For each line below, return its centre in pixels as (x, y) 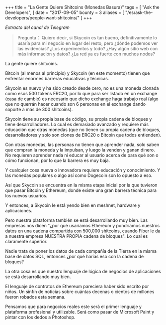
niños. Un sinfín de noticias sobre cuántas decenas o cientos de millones (80, 292)
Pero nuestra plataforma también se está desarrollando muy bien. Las (77, 220)
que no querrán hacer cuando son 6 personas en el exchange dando (75, 104)
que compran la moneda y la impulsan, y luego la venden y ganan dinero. (80, 150)
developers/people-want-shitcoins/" (42, 18)
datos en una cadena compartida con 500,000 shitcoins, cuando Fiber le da (83, 231)
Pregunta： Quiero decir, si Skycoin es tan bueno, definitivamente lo (87, 38)
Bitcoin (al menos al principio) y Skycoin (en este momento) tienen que (78, 73)
